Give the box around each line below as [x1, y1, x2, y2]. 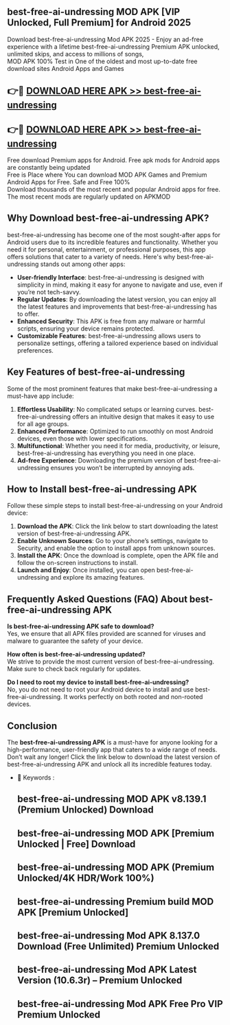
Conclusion [7, 720, 58, 731]
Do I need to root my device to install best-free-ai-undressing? [7, 678, 189, 687]
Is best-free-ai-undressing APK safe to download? [7, 622, 154, 630]
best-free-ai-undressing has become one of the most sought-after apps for [7, 230, 221, 239]
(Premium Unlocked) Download [16, 804, 154, 816]
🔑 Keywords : [16, 773, 55, 782]
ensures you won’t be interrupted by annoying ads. [50, 463, 195, 472]
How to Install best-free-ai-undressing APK [7, 483, 197, 495]
